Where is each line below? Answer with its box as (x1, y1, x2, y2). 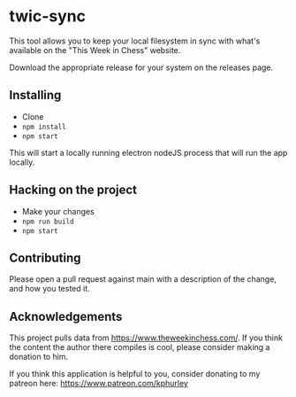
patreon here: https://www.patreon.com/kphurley (9, 378, 188, 389)
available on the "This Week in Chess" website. (9, 44, 181, 55)
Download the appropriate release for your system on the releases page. (9, 62, 274, 73)
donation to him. (9, 352, 69, 362)
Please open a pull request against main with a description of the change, (9, 274, 277, 284)
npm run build (21, 217, 74, 226)
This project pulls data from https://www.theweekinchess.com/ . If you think (9, 332, 283, 343)
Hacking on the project (9, 183, 138, 198)
